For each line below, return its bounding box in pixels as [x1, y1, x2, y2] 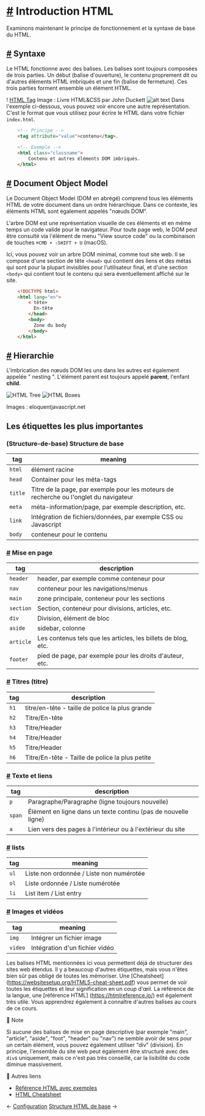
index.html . [6, 115, 35, 123]
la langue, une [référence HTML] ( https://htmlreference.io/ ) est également [6, 992, 192, 999]
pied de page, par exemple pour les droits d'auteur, [37, 652, 184, 660]
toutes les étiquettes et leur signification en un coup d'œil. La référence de [6, 985, 194, 992]
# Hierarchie [6, 350, 54, 361]
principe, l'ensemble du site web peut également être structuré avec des [6, 1048, 189, 1055]
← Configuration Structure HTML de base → [6, 1103, 118, 1110]
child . [6, 380, 21, 387]
